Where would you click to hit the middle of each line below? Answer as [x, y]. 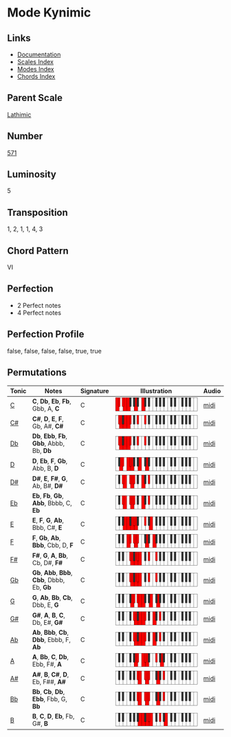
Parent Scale [35, 98]
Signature [95, 391]
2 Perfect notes [39, 305]
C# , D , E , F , [48, 419]
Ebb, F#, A [47, 664]
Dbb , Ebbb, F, [51, 639]
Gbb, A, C [46, 409]
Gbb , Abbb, [48, 443]
